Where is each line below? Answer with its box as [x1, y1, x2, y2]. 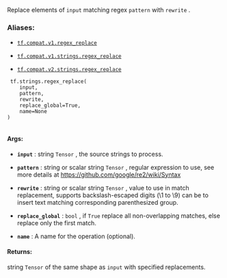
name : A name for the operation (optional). [16, 232, 135, 240]
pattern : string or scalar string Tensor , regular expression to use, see [16, 163, 215, 171]
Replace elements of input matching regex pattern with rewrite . [7, 6, 191, 14]
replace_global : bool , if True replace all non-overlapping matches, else [16, 212, 221, 220]
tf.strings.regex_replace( [10, 78, 88, 85]
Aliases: [7, 23, 36, 32]
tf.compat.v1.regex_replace [16, 40, 97, 47]
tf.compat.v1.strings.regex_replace [16, 53, 122, 60]
